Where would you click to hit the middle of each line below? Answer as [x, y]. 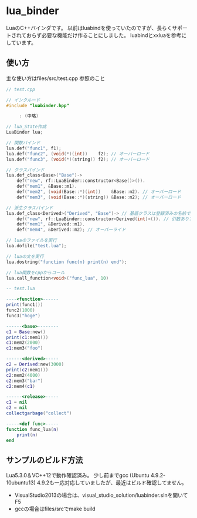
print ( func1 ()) [25, 305]
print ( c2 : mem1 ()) [27, 370]
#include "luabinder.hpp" [38, 105]
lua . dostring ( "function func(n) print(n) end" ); [67, 262]
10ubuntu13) [21, 483]
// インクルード [23, 100]
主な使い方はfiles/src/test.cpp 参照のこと [56, 78]
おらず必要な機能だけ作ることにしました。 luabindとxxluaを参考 [104, 35]
